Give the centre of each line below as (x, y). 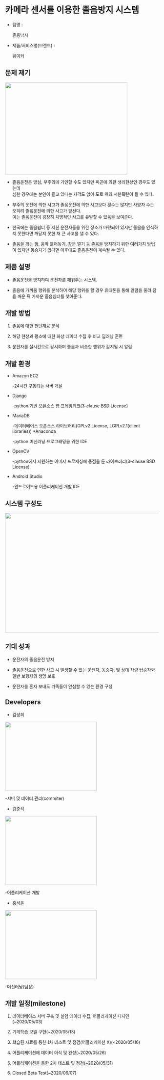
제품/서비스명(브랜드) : (33, 45)
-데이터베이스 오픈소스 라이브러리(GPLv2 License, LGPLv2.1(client (76, 426)
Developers (23, 702)
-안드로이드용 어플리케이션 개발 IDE (46, 487)
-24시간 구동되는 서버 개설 (37, 386)
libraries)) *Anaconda (34, 431)
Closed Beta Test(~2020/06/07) (44, 1073)
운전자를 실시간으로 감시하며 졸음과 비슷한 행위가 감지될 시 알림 (72, 347)
